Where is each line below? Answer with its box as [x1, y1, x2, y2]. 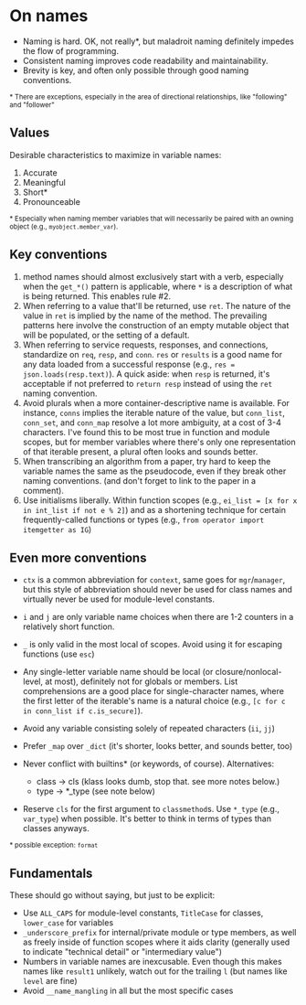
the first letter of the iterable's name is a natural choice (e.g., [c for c [22, 696, 286, 707]
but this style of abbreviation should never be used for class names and [22, 584, 292, 595]
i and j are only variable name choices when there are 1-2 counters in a [22, 612, 294, 623]
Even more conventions [9, 550, 147, 565]
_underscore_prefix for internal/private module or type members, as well [22, 927, 297, 938]
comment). [22, 485, 64, 496]
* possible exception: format [9, 840, 99, 850]
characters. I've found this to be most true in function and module [22, 426, 270, 437]
